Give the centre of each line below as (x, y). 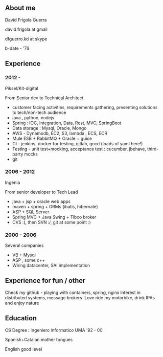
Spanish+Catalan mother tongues (39, 339)
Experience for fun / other (45, 281)
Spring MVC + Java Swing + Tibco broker (54, 217)
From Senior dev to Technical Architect (44, 98)
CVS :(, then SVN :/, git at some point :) (51, 222)
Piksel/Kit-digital (22, 88)
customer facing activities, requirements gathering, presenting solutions (85, 107)
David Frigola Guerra (26, 20)
